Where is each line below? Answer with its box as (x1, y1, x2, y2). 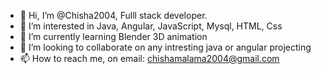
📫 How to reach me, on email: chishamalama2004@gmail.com (19, 53, 280, 64)
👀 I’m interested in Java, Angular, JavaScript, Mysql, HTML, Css (19, 20, 283, 32)
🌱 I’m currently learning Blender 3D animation (19, 31, 208, 42)
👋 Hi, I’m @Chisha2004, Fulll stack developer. (19, 10, 208, 21)
